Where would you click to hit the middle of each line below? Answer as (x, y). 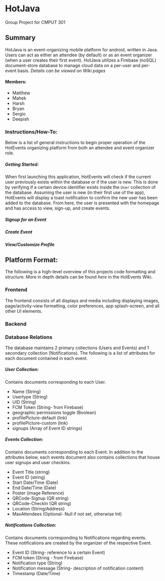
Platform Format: (31, 260)
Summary (20, 38)
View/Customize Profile (30, 244)
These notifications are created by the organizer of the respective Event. (79, 543)
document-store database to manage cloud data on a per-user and (73, 65)
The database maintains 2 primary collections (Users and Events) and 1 (77, 348)
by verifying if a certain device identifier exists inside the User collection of (81, 187)
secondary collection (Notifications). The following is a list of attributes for (80, 353)
